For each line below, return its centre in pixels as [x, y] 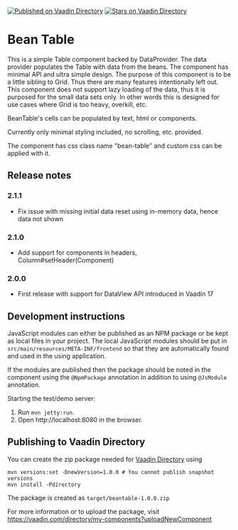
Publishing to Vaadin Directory [76, 442]
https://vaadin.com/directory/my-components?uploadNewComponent [110, 519]
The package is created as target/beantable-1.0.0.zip [88, 497]
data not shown [40, 219]
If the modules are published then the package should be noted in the [109, 370]
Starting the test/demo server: [52, 399]
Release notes [39, 176]
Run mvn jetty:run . [46, 412]
